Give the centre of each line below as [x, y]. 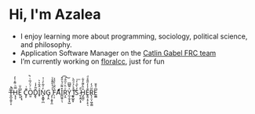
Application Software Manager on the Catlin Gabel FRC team [118, 53]
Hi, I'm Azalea [55, 15]
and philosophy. [46, 44]
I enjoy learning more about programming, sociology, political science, [134, 36]
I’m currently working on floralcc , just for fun [92, 61]
